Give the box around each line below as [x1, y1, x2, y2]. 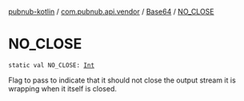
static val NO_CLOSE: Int [8, 61, 94, 69]
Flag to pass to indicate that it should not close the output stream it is [8, 75, 236, 85]
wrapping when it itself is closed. [8, 83, 118, 93]
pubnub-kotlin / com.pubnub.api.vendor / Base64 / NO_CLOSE [8, 7, 214, 16]
